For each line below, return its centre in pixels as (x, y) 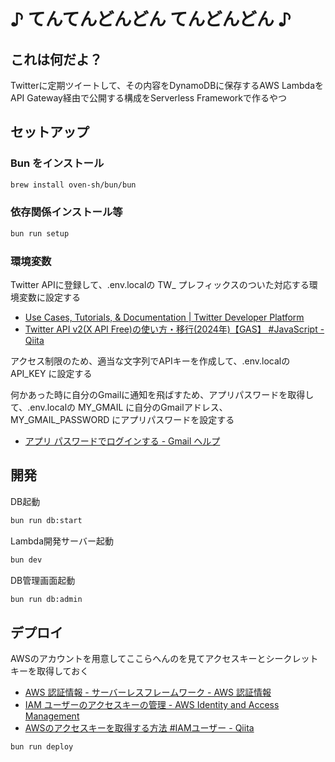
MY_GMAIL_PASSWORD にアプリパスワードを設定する (122, 420)
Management (52, 716)
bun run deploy (42, 747)
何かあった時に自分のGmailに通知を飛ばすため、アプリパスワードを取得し (162, 395)
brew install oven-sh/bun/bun (73, 185)
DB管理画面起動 (43, 580)
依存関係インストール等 (66, 212)
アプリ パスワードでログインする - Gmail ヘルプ (122, 441)
